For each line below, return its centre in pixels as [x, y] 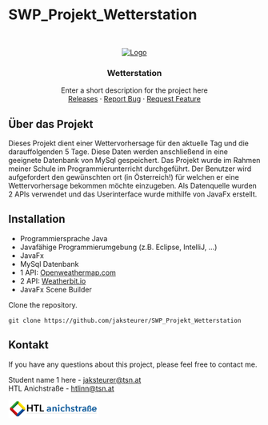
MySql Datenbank [49, 264]
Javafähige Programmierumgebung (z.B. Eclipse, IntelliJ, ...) [118, 247]
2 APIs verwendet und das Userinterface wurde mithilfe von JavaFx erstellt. [133, 194]
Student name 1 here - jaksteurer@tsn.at [75, 379]
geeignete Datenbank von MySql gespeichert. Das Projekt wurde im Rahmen [134, 161]
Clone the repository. [43, 304]
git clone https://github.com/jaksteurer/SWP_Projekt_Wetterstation [125, 320]
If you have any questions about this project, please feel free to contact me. [133, 364]
